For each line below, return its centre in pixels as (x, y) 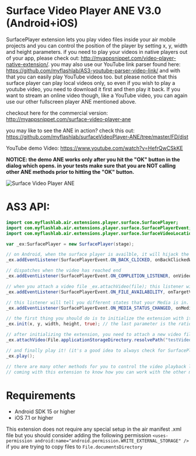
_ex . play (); (20, 356)
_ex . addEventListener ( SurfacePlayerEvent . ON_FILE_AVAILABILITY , (86, 292)
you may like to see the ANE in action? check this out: (71, 131)
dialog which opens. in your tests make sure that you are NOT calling (91, 166)
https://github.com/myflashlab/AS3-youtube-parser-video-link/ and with (93, 70)
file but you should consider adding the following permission (79, 436)
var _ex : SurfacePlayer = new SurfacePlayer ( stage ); (70, 244)
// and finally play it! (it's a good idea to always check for (86, 350)
